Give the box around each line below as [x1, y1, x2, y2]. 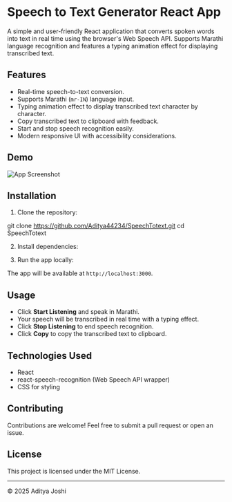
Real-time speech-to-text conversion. [17, 87, 124, 95]
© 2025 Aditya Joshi [7, 487, 67, 495]
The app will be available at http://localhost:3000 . [7, 269, 153, 277]
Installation [7, 189, 57, 201]
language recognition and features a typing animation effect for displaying [7, 41, 218, 50]
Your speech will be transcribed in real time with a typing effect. [17, 315, 199, 324]
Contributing [7, 402, 64, 415]
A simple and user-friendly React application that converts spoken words [7, 27, 215, 35]
